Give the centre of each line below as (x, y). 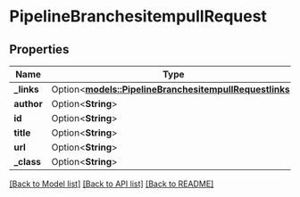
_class (28, 162)
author (28, 104)
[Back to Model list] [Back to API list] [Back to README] (112, 184)
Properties (39, 49)
